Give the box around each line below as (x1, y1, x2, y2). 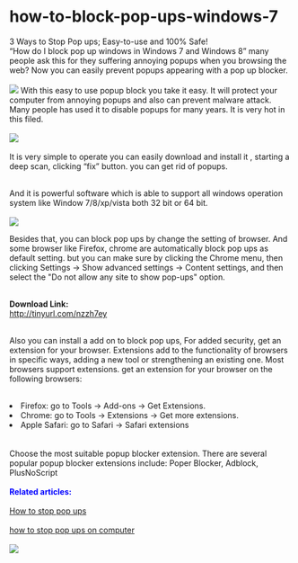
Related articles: (9, 486, 72, 496)
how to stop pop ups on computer (9, 524, 135, 535)
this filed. (9, 113, 44, 124)
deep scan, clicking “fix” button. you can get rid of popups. (9, 160, 228, 172)
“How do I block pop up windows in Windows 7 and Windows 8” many (9, 45, 269, 56)
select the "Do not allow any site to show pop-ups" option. (9, 272, 226, 282)
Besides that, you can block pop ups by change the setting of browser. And (9, 233, 288, 244)
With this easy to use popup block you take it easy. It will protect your (20, 85, 278, 95)
